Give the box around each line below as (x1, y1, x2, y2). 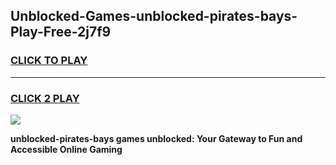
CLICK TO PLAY (10, 54, 88, 68)
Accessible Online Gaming (10, 143, 123, 155)
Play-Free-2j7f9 (10, 24, 112, 41)
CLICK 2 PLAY (10, 91, 80, 105)
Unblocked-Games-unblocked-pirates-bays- (10, 8, 298, 25)
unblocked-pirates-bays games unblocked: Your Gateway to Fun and (10, 132, 303, 144)
